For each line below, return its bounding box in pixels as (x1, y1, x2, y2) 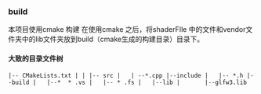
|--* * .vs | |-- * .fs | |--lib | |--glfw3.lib (46, 78, 247, 86)
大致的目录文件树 (8, 54, 63, 63)
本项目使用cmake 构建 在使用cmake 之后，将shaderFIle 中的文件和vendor (8, 25, 246, 34)
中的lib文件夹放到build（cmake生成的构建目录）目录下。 (21, 34, 205, 44)
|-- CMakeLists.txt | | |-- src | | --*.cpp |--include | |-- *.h (8, 71, 244, 79)
